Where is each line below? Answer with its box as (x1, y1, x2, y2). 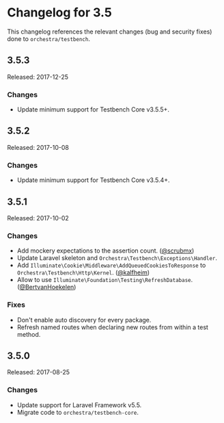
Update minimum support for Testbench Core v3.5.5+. (16, 105, 169, 114)
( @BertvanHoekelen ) (16, 283, 76, 292)
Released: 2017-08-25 (7, 368, 70, 376)
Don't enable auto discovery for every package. (16, 316, 152, 324)
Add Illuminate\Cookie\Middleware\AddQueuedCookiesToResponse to (16, 261, 206, 270)
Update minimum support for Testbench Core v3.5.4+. (16, 176, 170, 184)
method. (16, 330, 41, 338)
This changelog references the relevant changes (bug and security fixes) (7, 27, 212, 36)
